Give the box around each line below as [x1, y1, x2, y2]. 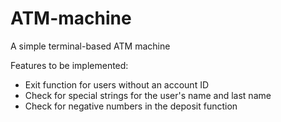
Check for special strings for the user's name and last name [24, 89, 272, 101]
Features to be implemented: [10, 59, 129, 71]
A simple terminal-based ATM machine [10, 40, 171, 52]
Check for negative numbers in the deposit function [24, 100, 238, 112]
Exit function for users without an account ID [24, 78, 210, 91]
